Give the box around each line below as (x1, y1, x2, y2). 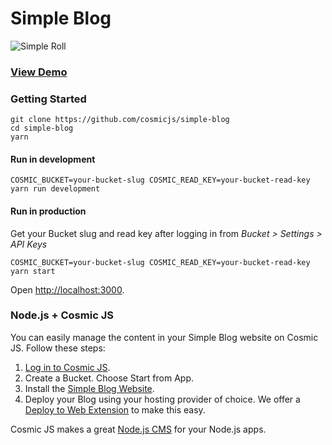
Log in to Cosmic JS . (24, 361, 111, 373)
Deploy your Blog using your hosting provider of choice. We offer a (24, 393, 301, 405)
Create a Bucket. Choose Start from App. (24, 372, 195, 384)
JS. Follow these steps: (10, 342, 106, 354)
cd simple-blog (10, 123, 74, 134)
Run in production (10, 205, 87, 217)
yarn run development (10, 184, 101, 194)
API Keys (10, 238, 48, 250)
